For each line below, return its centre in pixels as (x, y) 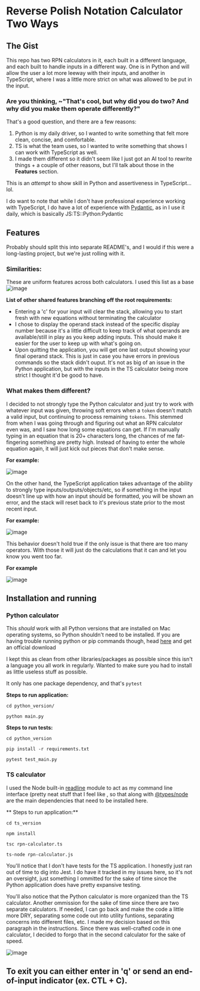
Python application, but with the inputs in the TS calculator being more (101, 369)
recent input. (22, 509)
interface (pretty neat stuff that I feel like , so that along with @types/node (97, 794)
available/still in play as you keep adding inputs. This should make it (98, 337)
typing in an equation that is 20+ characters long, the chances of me (90, 436)
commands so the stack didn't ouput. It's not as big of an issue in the (100, 362)
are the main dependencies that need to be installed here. (77, 800)
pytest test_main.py (32, 760)
